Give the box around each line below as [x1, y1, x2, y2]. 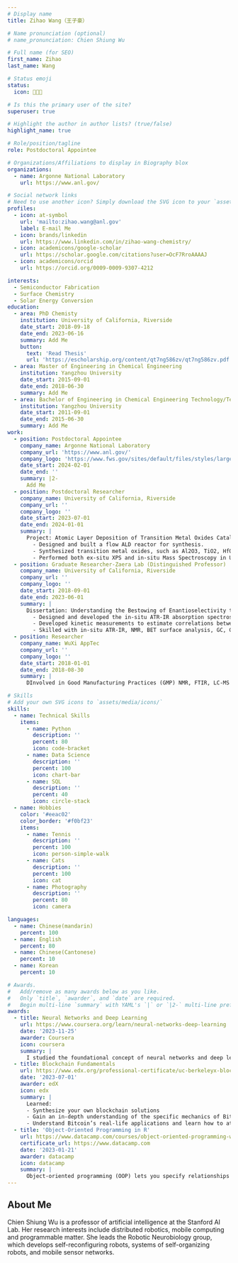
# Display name [7, 10, 52, 18]
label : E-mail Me [20, 225, 72, 232]
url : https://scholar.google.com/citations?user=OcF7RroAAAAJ [20, 251, 208, 259]
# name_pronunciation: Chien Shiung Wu [7, 36, 125, 43]
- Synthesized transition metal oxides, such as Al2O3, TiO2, [33, 547, 220, 555]
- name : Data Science [25, 752, 91, 759]
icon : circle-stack [33, 798, 91, 805]
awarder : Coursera [20, 1034, 74, 1041]
